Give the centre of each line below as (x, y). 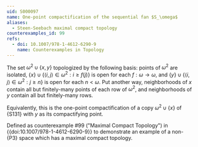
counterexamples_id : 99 (36, 34)
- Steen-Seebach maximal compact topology (65, 28)
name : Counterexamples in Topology (61, 50)
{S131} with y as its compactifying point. (55, 114)
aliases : (17, 22)
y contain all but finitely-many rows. (50, 95)
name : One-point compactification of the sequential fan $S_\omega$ (92, 17)
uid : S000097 (23, 11)
